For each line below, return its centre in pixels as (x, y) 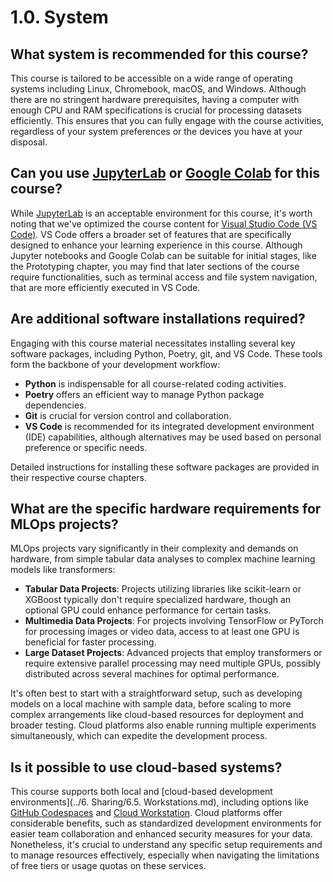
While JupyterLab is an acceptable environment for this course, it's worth (161, 213)
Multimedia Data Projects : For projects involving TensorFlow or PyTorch (174, 621)
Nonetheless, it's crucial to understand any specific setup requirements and (166, 845)
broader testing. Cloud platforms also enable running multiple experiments (163, 725)
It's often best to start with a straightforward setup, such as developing (156, 693)
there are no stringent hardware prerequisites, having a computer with (155, 99)
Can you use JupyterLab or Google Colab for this (165, 173)
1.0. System (59, 17)
